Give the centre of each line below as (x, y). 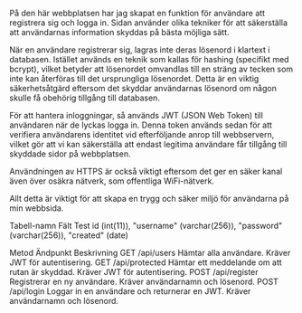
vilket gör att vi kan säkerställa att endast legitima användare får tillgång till (148, 144)
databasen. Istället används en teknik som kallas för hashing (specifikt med (149, 59)
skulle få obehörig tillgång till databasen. (85, 98)
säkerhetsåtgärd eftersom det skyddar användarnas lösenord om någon (143, 88)
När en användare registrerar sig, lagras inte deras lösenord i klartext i (140, 50)
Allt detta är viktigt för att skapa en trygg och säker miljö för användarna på (149, 199)
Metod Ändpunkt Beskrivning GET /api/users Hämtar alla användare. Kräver (150, 253)
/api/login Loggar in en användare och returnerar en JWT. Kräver (130, 291)
